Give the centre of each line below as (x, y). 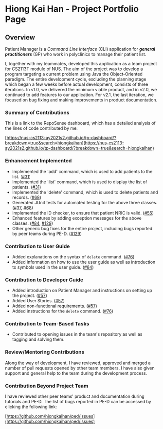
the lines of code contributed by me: (41, 128)
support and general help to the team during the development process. (76, 373)
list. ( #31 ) (21, 176)
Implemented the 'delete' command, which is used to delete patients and (85, 192)
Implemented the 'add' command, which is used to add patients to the (82, 171)
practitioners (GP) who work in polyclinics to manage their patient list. (76, 54)
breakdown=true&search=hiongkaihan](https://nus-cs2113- (65, 143)
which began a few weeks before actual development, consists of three (77, 84)
